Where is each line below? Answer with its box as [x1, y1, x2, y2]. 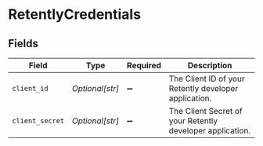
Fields [8, 37, 39, 50]
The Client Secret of [168, 106, 243, 116]
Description [187, 60, 232, 71]
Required [126, 60, 162, 71]
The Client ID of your [168, 73, 245, 84]
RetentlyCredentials [8, 5, 142, 24]
